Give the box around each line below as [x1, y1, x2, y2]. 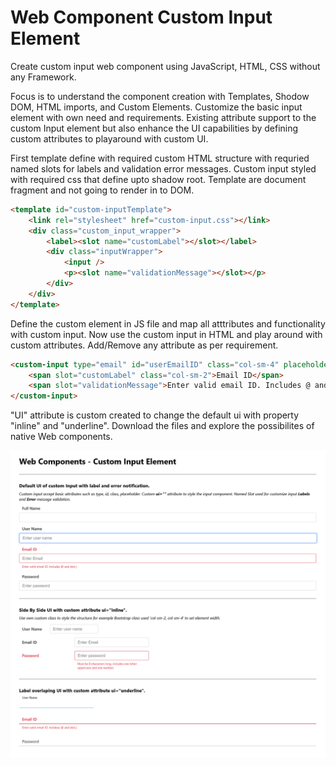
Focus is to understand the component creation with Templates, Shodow [10, 90, 310, 102]
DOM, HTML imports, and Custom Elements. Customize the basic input [10, 101, 303, 113]
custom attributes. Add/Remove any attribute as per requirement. [10, 339, 279, 351]
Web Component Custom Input [10, 6, 273, 29]
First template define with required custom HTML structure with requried [10, 152, 310, 164]
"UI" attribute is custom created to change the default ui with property [10, 409, 300, 421]
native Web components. [10, 431, 113, 443]
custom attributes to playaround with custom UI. [10, 132, 209, 145]
